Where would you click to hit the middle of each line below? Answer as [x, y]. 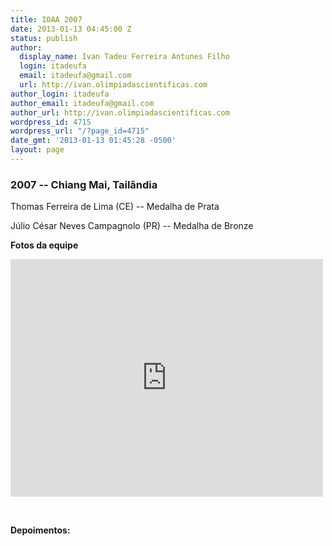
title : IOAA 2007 [46, 19]
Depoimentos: [40, 530]
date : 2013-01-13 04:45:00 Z [71, 29]
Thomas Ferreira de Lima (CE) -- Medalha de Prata [115, 207]
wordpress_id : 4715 [51, 122]
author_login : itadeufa [60, 94]
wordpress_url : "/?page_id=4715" [80, 131]
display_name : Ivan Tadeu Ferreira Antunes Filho [124, 57]
